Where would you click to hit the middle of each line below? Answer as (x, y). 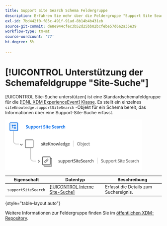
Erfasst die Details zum (129, 187)
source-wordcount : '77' (30, 37)
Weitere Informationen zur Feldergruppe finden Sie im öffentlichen (73, 213)
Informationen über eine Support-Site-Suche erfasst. (59, 112)
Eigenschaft (26, 180)
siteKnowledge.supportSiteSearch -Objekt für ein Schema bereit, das (76, 107)
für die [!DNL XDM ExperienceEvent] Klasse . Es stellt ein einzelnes (73, 102)
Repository (16, 218)
